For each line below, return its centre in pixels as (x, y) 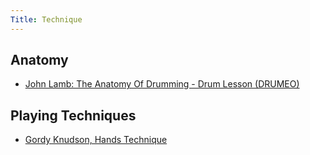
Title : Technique (46, 19)
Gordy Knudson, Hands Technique (96, 140)
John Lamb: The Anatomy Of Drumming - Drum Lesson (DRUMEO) (162, 84)
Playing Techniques (73, 115)
